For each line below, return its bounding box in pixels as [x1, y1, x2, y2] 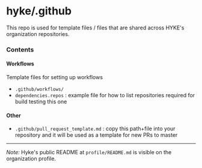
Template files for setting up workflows [6, 74, 103, 81]
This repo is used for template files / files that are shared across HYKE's [6, 24, 185, 31]
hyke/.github [6, 4, 72, 18]
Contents [6, 45, 34, 53]
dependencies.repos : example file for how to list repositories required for [14, 92, 195, 99]
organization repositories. [6, 30, 70, 37]
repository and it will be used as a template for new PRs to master [14, 131, 178, 139]
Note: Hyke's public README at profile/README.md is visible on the [6, 149, 172, 156]
